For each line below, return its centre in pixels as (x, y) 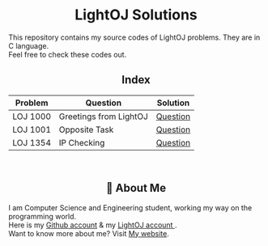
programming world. (43, 216)
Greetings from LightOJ (103, 117)
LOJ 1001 (32, 129)
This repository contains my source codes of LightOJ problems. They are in (134, 37)
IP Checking (82, 142)
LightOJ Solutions (136, 15)
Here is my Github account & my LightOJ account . (93, 225)
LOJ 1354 (32, 142)
